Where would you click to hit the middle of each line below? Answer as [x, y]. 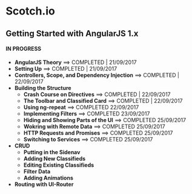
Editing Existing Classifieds [59, 165]
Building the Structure [43, 88]
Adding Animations [48, 178]
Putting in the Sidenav [52, 152]
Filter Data [37, 171]
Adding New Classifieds [55, 158]
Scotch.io [30, 11]
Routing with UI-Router [44, 184]
